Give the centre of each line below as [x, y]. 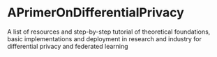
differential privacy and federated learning [68, 46]
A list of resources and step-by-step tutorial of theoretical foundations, [109, 32]
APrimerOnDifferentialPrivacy [96, 13]
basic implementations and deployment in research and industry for [105, 38]
